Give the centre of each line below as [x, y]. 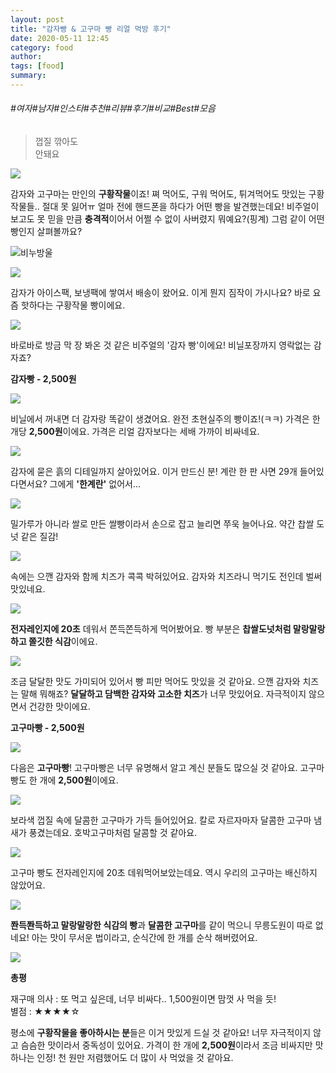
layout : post [37, 19]
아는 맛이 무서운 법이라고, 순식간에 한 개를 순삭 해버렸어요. [144, 938]
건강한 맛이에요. [59, 707]
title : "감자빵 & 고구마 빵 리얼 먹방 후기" [91, 29]
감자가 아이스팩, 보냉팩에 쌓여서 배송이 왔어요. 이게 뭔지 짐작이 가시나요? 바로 [160, 293]
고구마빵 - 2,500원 [47, 728]
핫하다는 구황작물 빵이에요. [73, 305]
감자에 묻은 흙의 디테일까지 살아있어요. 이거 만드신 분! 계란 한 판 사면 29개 [154, 472]
